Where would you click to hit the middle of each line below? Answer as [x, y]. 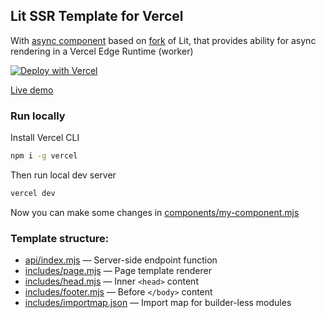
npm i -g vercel [44, 156]
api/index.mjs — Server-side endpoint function [121, 260]
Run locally [38, 116]
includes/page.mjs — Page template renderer [118, 271]
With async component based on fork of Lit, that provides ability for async [163, 40]
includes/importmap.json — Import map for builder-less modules [158, 303]
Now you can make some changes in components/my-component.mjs [155, 212]
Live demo [32, 90]
